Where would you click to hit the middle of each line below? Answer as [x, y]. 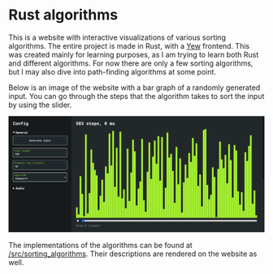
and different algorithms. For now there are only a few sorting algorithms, [131, 63]
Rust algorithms [63, 15]
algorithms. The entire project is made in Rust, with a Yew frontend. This [129, 45]
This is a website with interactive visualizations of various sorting [117, 37]
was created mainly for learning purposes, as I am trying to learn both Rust [134, 54]
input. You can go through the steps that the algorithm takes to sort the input [136, 96]
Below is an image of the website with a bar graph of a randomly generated [134, 88]
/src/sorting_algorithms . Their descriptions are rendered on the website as [133, 254]
